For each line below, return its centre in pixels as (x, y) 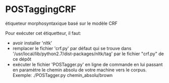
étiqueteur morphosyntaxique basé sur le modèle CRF (61, 23)
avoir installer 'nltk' (32, 43)
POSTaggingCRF (41, 9)
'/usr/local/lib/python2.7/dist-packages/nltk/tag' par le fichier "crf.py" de (88, 54)
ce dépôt (22, 59)
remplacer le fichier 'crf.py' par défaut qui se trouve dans (72, 48)
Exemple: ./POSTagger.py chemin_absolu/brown (63, 75)
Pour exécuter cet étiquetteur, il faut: (43, 33)
